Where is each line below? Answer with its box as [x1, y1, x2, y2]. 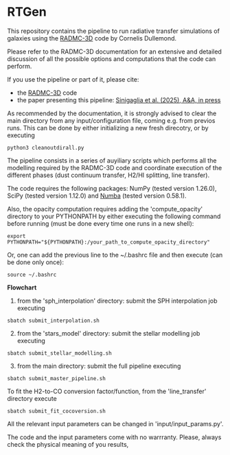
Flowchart [7, 283, 37, 292]
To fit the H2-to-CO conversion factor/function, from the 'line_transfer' [7, 387, 207, 395]
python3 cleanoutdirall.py [7, 144, 84, 151]
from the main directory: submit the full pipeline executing [16, 362, 181, 370]
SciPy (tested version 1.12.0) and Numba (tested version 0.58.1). [7, 191, 187, 200]
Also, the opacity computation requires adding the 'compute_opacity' [7, 205, 203, 213]
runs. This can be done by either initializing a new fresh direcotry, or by [7, 124, 209, 132]
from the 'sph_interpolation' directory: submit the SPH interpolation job [16, 296, 218, 305]
